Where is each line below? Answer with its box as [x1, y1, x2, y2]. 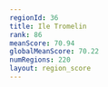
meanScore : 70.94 [9, 38, 75, 48]
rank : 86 [9, 30, 43, 39]
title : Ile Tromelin [9, 22, 88, 31]
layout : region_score [9, 64, 92, 73]
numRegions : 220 [9, 55, 71, 64]
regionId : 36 [9, 13, 59, 23]
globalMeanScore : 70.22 [9, 47, 100, 56]
